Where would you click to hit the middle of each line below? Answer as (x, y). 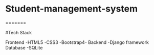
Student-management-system (72, 9)
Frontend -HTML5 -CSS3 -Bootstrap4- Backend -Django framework (77, 42)
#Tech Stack (19, 32)
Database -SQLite (24, 47)
